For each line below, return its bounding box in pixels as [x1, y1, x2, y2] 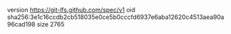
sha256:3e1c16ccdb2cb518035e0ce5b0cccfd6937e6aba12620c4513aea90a [7, 13, 225, 21]
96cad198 [7, 20, 36, 28]
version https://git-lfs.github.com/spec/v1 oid [7, 6, 136, 14]
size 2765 [37, 20, 65, 28]
